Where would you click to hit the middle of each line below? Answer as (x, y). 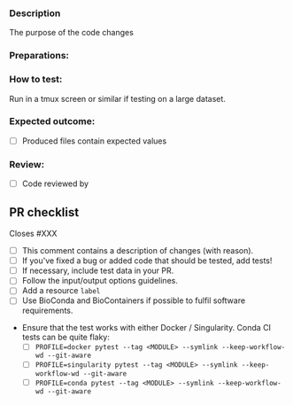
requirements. (47, 311)
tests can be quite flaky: (66, 337)
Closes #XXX (33, 234)
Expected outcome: (52, 121)
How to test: (36, 80)
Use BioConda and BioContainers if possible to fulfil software (134, 300)
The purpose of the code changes (72, 33)
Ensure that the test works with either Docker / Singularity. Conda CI (146, 328)
